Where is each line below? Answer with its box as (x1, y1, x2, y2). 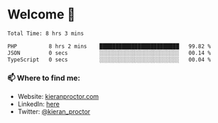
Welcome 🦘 (7, 6, 76, 23)
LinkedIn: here (17, 100, 60, 108)
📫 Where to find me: (7, 73, 80, 83)
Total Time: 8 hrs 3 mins (7, 30, 84, 37)
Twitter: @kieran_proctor (17, 107, 91, 116)
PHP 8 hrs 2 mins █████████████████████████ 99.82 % (7, 43, 212, 50)
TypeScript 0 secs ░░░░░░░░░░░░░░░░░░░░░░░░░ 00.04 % (7, 56, 212, 63)
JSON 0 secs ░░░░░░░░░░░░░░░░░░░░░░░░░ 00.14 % (7, 49, 212, 56)
